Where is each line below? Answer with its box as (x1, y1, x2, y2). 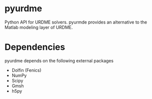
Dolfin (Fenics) (11, 67, 42, 73)
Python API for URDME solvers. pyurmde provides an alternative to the (4, 19, 148, 25)
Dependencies (4, 42, 65, 53)
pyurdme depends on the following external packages (4, 57, 114, 64)
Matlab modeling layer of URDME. (4, 24, 73, 30)
